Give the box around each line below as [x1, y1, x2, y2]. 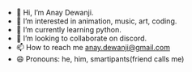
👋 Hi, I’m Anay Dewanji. [15, 8, 94, 17]
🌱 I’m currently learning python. [15, 25, 122, 34]
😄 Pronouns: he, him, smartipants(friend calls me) [15, 54, 185, 64]
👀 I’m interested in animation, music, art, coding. [15, 16, 177, 26]
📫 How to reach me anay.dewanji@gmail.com [15, 43, 170, 52]
